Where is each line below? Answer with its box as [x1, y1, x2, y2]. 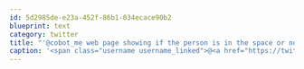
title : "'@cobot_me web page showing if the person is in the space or [9, 38, 285, 47]
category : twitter [9, 30, 79, 39]
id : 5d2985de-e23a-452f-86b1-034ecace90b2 [9, 13, 172, 22]
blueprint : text [9, 22, 71, 30]
